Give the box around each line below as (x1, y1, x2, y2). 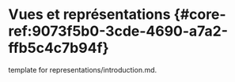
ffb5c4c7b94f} (8, 39, 109, 57)
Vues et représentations (8, 6, 171, 24)
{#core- (173, 6, 226, 24)
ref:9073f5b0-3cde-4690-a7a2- (8, 22, 228, 40)
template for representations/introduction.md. (8, 65, 157, 74)
